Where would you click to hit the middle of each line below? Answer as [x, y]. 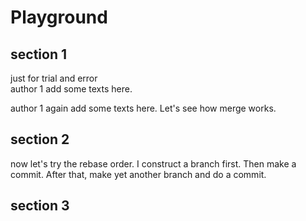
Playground [59, 17]
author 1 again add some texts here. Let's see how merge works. [143, 108]
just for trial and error [54, 78]
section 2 [40, 139]
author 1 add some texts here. [71, 89]
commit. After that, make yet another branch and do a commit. [138, 174]
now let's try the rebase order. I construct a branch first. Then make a [153, 163]
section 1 [38, 54]
